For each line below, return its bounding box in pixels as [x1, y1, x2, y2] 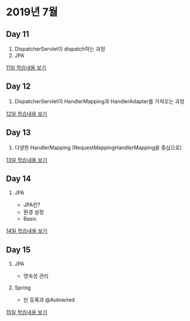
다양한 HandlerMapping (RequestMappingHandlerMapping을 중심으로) [14, 144, 182, 151]
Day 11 [6, 29, 29, 39]
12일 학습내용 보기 [6, 110, 48, 117]
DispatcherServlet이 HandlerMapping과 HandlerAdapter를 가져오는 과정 [14, 97, 185, 104]
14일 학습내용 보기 [6, 227, 48, 235]
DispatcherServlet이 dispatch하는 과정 [14, 45, 106, 52]
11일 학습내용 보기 [6, 64, 47, 71]
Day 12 [6, 82, 31, 92]
